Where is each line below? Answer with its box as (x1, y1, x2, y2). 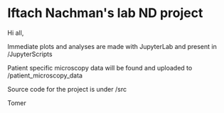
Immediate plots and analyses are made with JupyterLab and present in (7, 42, 217, 50)
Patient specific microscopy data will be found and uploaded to (7, 63, 193, 72)
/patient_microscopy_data (7, 71, 83, 80)
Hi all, (7, 28, 24, 37)
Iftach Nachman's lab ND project (7, 5, 203, 21)
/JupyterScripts (7, 50, 53, 58)
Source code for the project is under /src (7, 85, 127, 93)
